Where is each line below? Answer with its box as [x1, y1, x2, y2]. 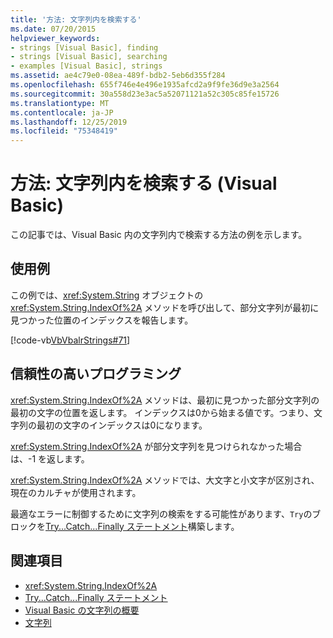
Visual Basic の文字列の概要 [24, 604, 140, 616]
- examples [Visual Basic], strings [10, 61, 163, 71]
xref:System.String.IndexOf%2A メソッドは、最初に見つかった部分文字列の [10, 394, 320, 406]
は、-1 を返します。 [10, 452, 90, 465]
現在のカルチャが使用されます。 [10, 486, 142, 498]
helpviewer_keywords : [10, 33, 101, 43]
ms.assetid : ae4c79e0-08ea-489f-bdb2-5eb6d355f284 [10, 71, 226, 81]
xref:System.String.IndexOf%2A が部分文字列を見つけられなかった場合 [10, 440, 303, 452]
